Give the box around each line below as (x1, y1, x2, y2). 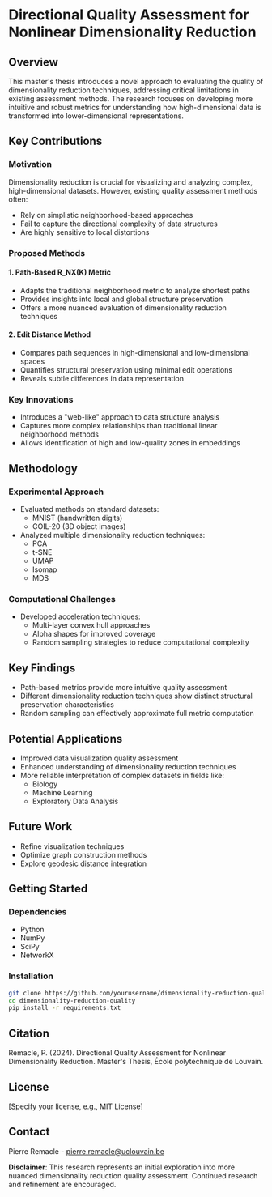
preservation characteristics (19, 700, 115, 709)
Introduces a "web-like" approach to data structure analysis (19, 412, 220, 422)
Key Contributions (8, 134, 103, 148)
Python (19, 925, 45, 935)
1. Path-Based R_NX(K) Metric (8, 267, 112, 277)
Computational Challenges (8, 593, 116, 604)
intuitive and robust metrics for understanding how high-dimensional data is (8, 103, 261, 112)
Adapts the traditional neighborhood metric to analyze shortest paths (19, 285, 251, 295)
